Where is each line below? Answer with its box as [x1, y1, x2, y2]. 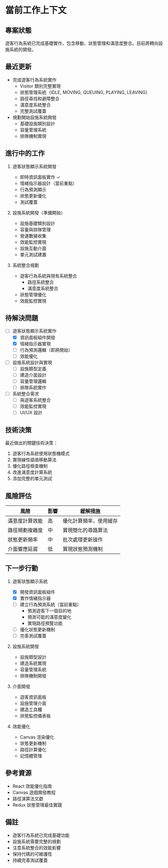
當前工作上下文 [5, 5, 67, 16]
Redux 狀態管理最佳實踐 [12, 801, 62, 808]
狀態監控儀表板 [19, 713, 51, 719]
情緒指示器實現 [19, 341, 51, 347]
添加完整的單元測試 [12, 476, 52, 482]
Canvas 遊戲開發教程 [12, 789, 56, 795]
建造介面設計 [19, 372, 46, 378]
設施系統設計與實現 [12, 359, 52, 365]
